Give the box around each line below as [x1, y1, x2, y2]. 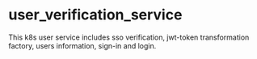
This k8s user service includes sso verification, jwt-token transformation [8, 32, 250, 42]
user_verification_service [8, 6, 183, 24]
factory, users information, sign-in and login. [8, 40, 157, 50]
